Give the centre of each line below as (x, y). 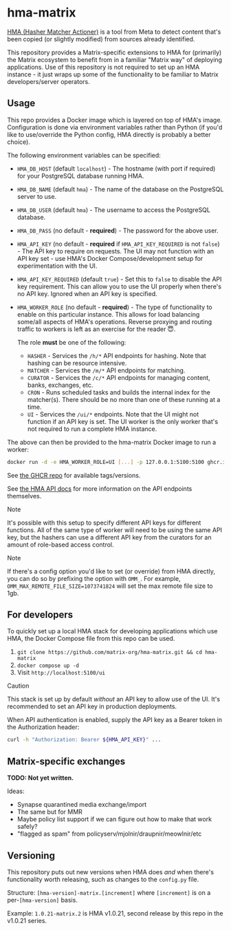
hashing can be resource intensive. (77, 363)
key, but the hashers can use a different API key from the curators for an (109, 537)
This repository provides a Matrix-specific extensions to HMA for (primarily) (114, 52)
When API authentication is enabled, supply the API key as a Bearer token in (114, 720)
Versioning (31, 855)
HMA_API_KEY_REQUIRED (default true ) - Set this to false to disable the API (119, 279)
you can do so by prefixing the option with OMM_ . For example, (94, 578)
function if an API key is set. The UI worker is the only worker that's (123, 421)
